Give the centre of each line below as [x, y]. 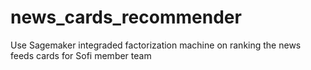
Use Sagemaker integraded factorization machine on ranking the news [156, 45]
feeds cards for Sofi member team [81, 55]
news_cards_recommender [126, 17]
